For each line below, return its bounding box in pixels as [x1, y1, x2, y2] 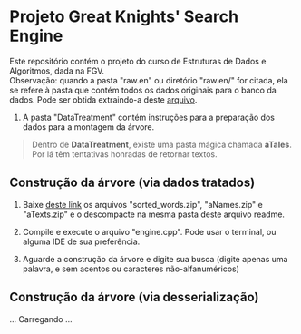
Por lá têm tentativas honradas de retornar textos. [31, 148, 218, 160]
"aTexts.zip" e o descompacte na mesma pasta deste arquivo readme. [22, 209, 286, 220]
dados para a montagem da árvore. [22, 121, 155, 133]
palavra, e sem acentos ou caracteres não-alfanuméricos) [22, 263, 240, 274]
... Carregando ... [9, 313, 73, 324]
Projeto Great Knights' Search [9, 6, 238, 27]
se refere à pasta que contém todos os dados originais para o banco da [9, 84, 277, 95]
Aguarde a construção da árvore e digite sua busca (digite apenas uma [22, 253, 288, 264]
